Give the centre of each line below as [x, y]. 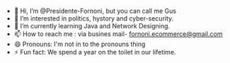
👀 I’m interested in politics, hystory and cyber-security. [94, 18]
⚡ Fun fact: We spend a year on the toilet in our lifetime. [95, 52]
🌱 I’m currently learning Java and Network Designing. [92, 26]
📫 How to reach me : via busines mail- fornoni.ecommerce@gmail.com [118, 34]
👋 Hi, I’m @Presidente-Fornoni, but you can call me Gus [95, 11]
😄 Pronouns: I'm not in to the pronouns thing [80, 44]
